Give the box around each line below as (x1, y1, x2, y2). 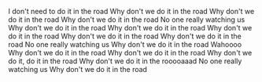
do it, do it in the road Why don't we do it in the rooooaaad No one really (8, 56, 242, 66)
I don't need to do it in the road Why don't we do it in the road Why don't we (8, 7, 255, 16)
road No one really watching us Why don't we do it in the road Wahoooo (8, 40, 242, 49)
